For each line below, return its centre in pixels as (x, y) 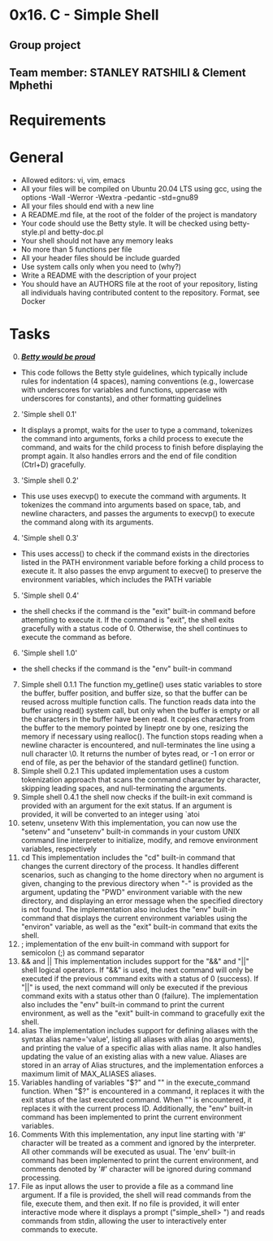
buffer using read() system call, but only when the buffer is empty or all (140, 711)
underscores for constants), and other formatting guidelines (121, 399)
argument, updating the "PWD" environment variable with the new (132, 892)
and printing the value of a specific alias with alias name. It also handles (141, 1048)
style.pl (33, 232)
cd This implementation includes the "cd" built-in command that (128, 857)
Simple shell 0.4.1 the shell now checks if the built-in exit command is (136, 797)
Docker (33, 301)
